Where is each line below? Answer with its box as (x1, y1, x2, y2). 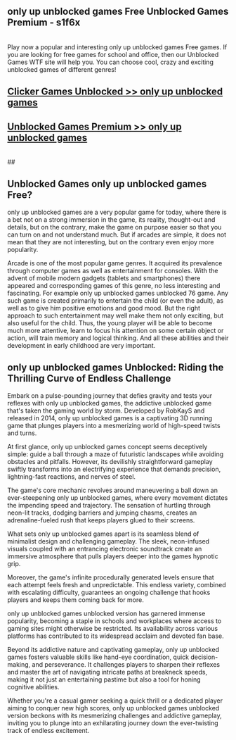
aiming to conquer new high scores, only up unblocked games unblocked (7, 703, 220, 712)
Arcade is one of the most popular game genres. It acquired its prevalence (7, 258, 223, 267)
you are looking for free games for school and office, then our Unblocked (7, 50, 219, 58)
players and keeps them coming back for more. (7, 595, 144, 604)
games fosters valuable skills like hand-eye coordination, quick (7, 653, 190, 661)
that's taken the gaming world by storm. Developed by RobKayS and (7, 406, 205, 415)
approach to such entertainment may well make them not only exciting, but (7, 311, 223, 320)
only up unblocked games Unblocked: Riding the (7, 362, 224, 374)
